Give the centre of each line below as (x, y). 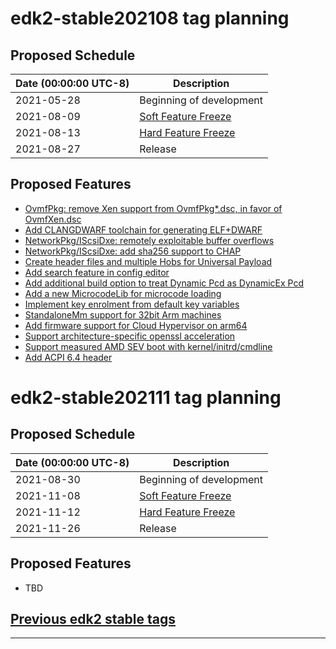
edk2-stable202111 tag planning (146, 398)
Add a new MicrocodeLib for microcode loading (123, 293)
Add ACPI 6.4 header (68, 357)
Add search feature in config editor (97, 272)
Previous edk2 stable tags (93, 619)
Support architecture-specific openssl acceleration (130, 336)
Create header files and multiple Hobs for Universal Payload (148, 261)
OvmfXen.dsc (53, 219)
